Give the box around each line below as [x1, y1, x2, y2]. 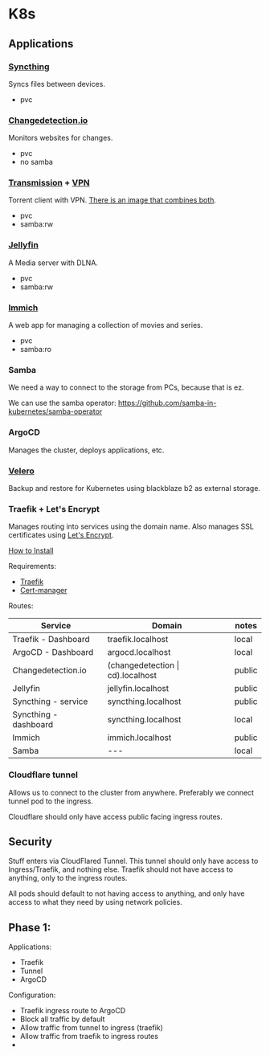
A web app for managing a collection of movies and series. [8, 321, 203, 330]
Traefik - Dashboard [12, 634, 90, 645]
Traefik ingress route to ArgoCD [19, 1006, 126, 1016]
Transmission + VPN [8, 178, 90, 189]
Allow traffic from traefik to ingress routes [19, 1032, 159, 1041]
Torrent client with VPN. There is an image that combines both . [8, 195, 217, 205]
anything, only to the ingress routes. [8, 873, 128, 883]
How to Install [8, 546, 54, 555]
